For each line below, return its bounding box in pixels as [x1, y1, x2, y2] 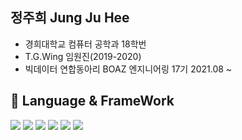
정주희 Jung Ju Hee [10, 9, 130, 27]
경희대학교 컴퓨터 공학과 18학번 [24, 38, 147, 50]
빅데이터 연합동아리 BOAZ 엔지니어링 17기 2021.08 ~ [24, 63, 233, 75]
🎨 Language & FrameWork [10, 93, 175, 110]
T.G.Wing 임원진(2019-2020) [24, 50, 142, 62]
